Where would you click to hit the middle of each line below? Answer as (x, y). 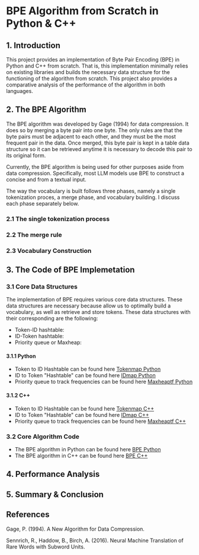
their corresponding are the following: (52, 319)
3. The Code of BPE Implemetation (70, 270)
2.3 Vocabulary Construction (49, 251)
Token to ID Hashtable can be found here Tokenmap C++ (84, 408)
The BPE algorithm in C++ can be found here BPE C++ (81, 455)
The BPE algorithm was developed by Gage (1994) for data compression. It (97, 124)
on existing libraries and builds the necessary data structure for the (88, 72)
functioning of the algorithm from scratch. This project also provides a (92, 78)
